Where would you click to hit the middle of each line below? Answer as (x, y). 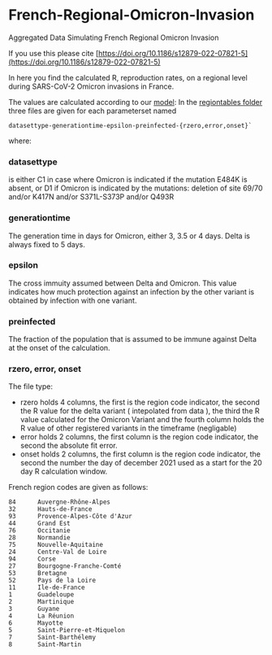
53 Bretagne (38, 574)
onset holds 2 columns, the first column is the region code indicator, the (140, 454)
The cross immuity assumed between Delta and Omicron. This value (123, 283)
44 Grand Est (39, 524)
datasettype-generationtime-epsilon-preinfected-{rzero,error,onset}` (130, 125)
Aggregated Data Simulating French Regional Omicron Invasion (114, 37)
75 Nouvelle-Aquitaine (56, 545)
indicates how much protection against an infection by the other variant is (131, 291)
